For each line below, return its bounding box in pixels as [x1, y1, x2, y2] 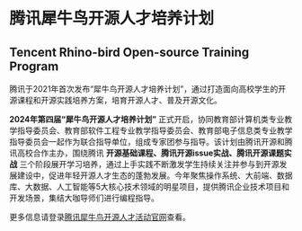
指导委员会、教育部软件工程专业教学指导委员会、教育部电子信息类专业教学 [16, 125, 293, 136]
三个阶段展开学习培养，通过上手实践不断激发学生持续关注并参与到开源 [19, 159, 280, 169]
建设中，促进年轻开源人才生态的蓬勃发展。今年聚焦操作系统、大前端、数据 [16, 170, 293, 181]
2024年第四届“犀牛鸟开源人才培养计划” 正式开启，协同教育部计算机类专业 [9, 114, 285, 124]
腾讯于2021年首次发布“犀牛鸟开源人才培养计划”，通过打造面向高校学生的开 [9, 84, 286, 94]
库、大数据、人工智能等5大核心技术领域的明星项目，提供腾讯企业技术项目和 [9, 182, 290, 191]
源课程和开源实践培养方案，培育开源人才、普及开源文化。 [9, 95, 222, 105]
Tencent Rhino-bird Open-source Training [9, 44, 250, 59]
